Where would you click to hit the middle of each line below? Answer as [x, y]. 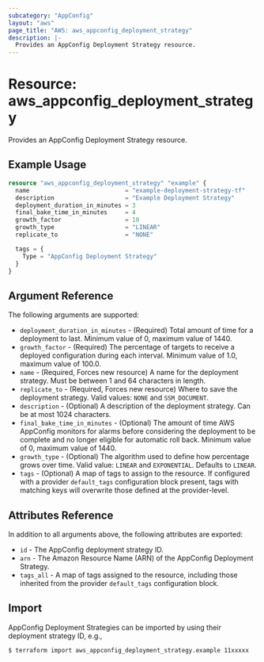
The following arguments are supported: [74, 315]
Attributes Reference [61, 515]
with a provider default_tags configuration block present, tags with [129, 482]
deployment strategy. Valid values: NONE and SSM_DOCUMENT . [114, 398]
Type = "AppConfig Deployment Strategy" [90, 256]
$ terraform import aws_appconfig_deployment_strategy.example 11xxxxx [128, 650]
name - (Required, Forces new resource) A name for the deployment [129, 373]
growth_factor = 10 [77, 220]
